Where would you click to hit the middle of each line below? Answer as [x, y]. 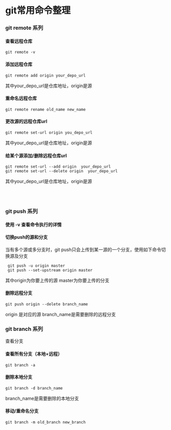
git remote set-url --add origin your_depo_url [58, 167]
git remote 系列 [24, 28]
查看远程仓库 [19, 41]
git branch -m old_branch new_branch [46, 422]
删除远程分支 [19, 293]
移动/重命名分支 [22, 411]
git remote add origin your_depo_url [46, 75]
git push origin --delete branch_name [47, 304]
